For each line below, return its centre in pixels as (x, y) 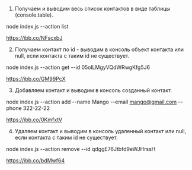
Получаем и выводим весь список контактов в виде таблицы (92, 9)
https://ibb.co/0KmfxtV (34, 119)
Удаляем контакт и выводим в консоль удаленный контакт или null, (100, 131)
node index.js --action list (37, 26)
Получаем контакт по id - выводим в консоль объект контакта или (99, 49)
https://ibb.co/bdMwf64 (36, 160)
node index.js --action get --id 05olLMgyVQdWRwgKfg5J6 (78, 67)
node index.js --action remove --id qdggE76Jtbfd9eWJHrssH (81, 149)
